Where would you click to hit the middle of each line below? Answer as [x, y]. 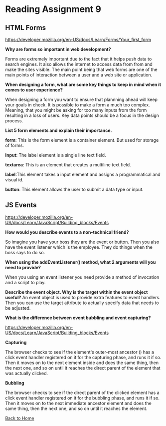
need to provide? [23, 267]
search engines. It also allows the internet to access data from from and [79, 64]
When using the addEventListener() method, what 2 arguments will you [81, 262]
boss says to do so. [25, 252]
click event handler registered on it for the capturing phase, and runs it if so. [83, 357]
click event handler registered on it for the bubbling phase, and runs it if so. [83, 398]
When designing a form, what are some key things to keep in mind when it [83, 84]
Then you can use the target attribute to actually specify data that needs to [82, 303]
